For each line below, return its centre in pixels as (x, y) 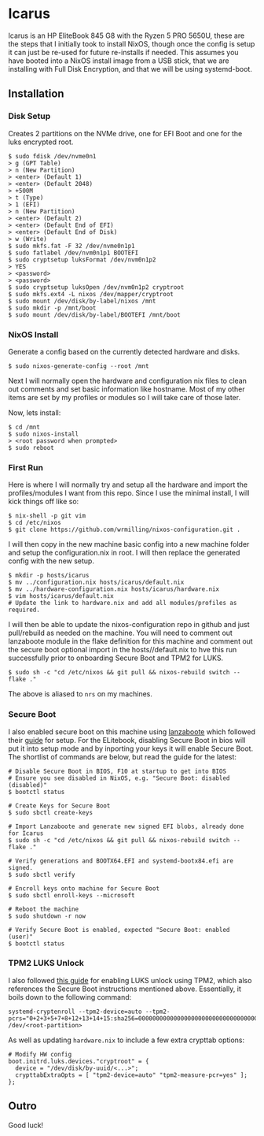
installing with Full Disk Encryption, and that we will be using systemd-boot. (130, 69)
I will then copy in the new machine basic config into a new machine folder (129, 544)
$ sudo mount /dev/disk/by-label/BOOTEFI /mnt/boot (94, 315)
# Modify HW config (40, 1054)
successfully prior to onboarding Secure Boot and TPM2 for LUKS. (116, 658)
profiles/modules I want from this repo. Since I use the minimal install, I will (129, 493)
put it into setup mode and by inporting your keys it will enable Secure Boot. (131, 748)
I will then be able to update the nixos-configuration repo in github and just (129, 625)
